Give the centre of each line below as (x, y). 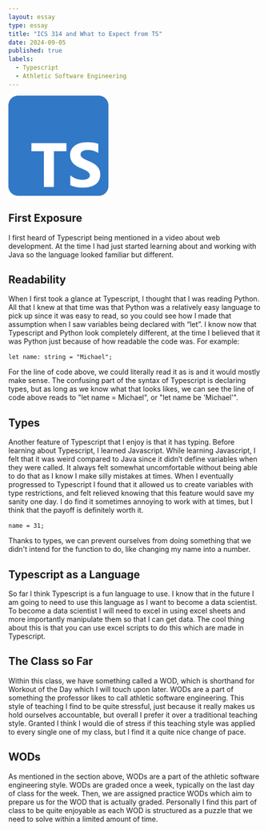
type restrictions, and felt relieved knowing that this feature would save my (131, 494)
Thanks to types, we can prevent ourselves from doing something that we (130, 541)
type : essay (28, 25)
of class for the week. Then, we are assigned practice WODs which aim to (130, 793)
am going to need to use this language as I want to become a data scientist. (133, 602)
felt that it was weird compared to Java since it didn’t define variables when (133, 459)
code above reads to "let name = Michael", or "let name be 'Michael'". (123, 397)
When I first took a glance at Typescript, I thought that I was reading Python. (134, 299)
